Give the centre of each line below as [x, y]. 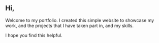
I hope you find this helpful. [34, 35]
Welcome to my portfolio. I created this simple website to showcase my [80, 20]
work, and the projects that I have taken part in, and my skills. [69, 25]
